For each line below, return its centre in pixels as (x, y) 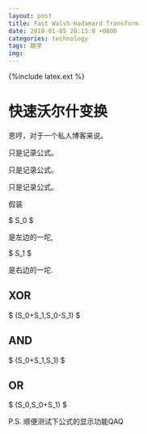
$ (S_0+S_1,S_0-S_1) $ (44, 315)
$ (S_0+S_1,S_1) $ (37, 360)
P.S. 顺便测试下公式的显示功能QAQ (66, 422)
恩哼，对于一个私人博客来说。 (58, 135)
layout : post (30, 16)
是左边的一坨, (31, 237)
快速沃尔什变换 (58, 112)
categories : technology (48, 38)
